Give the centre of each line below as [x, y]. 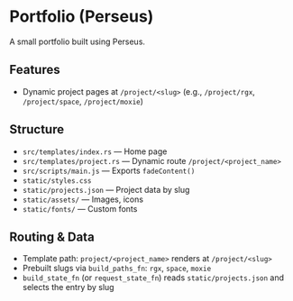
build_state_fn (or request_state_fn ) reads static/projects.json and [153, 278]
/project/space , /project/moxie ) [83, 101]
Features [35, 70]
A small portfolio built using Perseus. [78, 41]
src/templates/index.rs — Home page [95, 151]
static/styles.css [57, 181]
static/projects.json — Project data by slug [106, 189]
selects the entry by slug [68, 287]
